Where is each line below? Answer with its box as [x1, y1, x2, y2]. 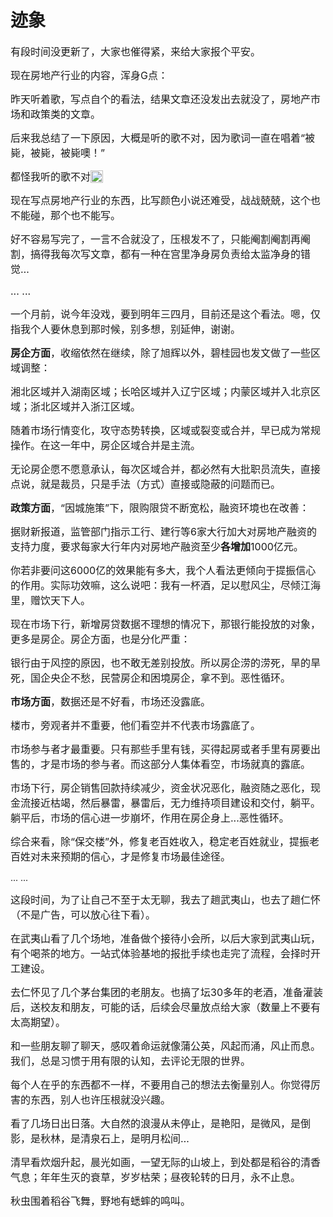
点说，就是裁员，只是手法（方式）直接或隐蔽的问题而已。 [10, 477, 282, 491]
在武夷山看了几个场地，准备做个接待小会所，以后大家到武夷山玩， [10, 931, 322, 945]
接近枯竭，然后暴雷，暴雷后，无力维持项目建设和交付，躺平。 [30, 796, 322, 810]
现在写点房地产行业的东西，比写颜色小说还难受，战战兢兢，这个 [10, 193, 312, 207]
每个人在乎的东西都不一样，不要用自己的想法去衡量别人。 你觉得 [10, 1077, 312, 1091]
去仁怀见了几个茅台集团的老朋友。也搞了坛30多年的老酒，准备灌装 [10, 985, 323, 999]
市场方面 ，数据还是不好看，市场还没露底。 [10, 694, 212, 708]
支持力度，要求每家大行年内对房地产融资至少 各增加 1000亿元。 [10, 539, 304, 553]
